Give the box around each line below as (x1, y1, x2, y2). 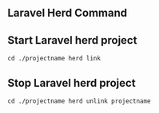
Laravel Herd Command (7, 6, 128, 20)
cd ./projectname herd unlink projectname (7, 97, 151, 106)
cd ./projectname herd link (7, 55, 101, 63)
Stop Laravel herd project (7, 76, 137, 90)
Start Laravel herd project (7, 33, 137, 47)
